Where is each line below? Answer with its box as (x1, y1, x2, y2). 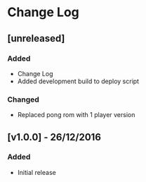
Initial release (17, 168, 56, 176)
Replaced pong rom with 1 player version (17, 111, 135, 119)
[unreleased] (7, 32, 65, 44)
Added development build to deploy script (17, 77, 139, 85)
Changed (7, 95, 40, 104)
